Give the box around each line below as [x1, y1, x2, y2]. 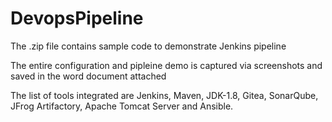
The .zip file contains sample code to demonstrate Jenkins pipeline [10, 40, 287, 52]
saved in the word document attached [10, 70, 167, 82]
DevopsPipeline [10, 7, 144, 30]
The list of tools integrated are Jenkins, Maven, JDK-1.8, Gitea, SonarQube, [10, 89, 319, 101]
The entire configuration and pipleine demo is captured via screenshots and [10, 59, 323, 71]
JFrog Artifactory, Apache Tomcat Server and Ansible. [10, 100, 234, 112]
